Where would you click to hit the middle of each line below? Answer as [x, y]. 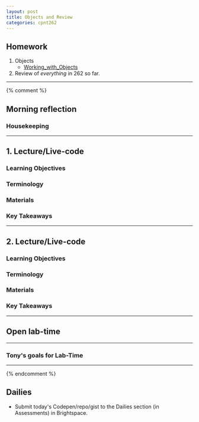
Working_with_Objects [51, 67]
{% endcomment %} [31, 373]
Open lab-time [33, 332]
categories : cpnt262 [32, 22]
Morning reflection [41, 109]
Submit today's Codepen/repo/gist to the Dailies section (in [87, 407]
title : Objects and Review [39, 17]
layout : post [22, 12]
